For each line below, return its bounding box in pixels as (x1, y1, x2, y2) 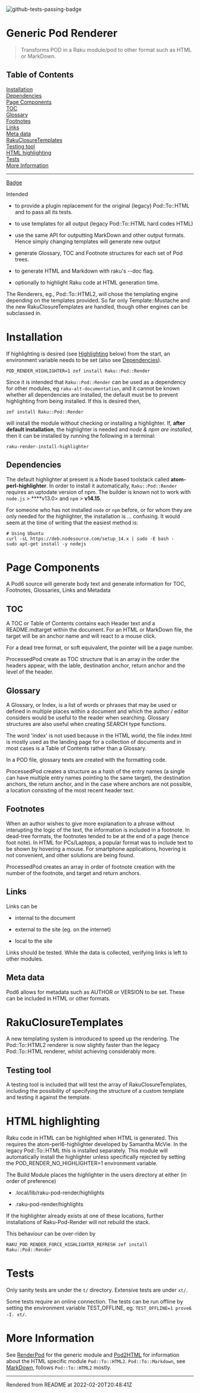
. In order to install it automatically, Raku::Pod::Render (46, 482, 177, 489)
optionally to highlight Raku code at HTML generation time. (14, 279, 160, 286)
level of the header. (6, 668, 54, 675)
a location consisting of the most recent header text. (6, 787, 135, 794)
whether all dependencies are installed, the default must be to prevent (6, 391, 179, 398)
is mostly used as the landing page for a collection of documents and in (6, 739, 182, 746)
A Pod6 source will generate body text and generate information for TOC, (6, 580, 186, 588)
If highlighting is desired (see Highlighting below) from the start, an (6, 350, 171, 357)
